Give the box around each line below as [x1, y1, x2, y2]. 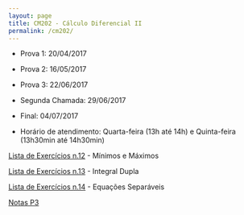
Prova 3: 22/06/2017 [19, 80, 89, 89]
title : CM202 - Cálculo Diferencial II [8, 19, 143, 27]
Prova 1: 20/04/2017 [19, 49, 87, 59]
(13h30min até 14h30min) [19, 135, 105, 145]
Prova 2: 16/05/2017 [19, 64, 87, 74]
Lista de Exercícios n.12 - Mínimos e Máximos [8, 151, 159, 161]
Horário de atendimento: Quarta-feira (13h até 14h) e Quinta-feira [19, 126, 236, 137]
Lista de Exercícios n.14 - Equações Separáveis [8, 182, 165, 192]
